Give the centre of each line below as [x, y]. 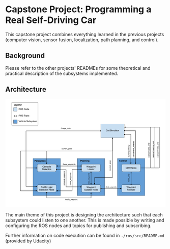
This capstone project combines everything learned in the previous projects [85, 34]
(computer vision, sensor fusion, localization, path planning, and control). [82, 40]
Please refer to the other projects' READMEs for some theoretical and [78, 68]
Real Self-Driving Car [51, 20]
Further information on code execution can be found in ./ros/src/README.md [85, 235]
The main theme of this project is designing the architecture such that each [84, 214]
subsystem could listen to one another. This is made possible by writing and [85, 220]
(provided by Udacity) [28, 241]
